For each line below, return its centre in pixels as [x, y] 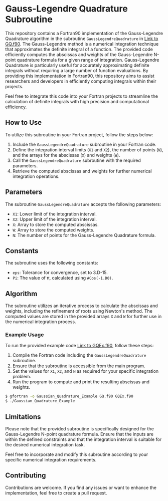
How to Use [24, 122]
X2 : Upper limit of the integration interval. [54, 219]
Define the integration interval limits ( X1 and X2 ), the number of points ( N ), [88, 150]
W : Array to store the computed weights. [53, 230]
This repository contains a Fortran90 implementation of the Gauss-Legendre [84, 33]
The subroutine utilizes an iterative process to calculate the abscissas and [81, 306]
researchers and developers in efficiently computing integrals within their [81, 81]
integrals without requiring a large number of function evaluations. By [77, 70]
